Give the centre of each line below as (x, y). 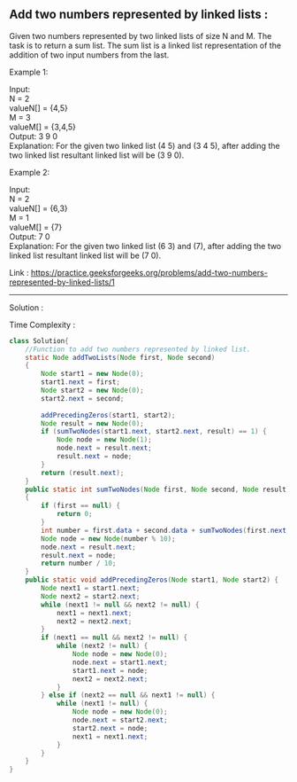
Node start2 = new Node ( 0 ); (92, 391)
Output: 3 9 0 (34, 136)
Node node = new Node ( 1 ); (104, 440)
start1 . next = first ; (81, 382)
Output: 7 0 (30, 236)
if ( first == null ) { (81, 506)
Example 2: (30, 172)
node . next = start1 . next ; (120, 662)
